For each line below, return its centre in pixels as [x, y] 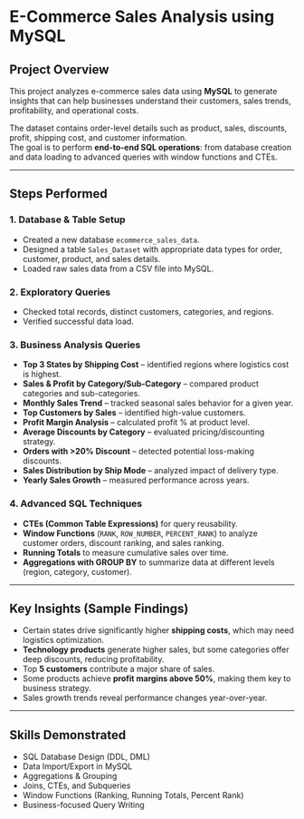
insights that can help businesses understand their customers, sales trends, [150, 101]
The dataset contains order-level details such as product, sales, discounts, [148, 128]
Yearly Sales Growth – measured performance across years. [136, 480]
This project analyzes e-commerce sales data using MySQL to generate [143, 91]
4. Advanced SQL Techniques [76, 503]
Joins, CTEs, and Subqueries [76, 785]
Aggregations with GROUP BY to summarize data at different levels [148, 562]
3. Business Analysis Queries [75, 345]
